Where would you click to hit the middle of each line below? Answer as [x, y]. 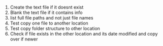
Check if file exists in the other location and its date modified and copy [84, 34]
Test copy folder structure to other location [55, 28]
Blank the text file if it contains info [46, 12]
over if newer [24, 39]
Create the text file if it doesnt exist [47, 7]
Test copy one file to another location [49, 23]
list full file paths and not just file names [52, 18]
